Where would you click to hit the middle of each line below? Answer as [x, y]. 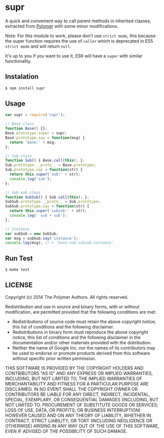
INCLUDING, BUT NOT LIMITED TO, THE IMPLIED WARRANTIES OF [74, 379]
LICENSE [19, 285]
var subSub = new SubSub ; [32, 234]
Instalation [22, 77]
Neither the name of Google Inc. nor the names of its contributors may [84, 348]
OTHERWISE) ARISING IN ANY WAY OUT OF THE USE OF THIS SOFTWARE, [82, 426]
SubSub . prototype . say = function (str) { [47, 206]
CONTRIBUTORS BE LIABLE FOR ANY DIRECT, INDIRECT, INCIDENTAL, [78, 394]
